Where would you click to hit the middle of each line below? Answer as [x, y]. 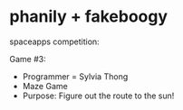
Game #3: [28, 59]
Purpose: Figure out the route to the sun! [98, 96]
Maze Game [45, 86]
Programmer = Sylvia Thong [75, 76]
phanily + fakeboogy [89, 17]
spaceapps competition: [54, 41]
